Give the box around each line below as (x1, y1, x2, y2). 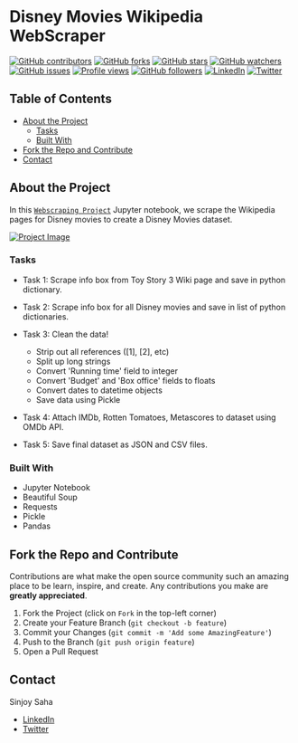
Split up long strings (35, 356, 111, 367)
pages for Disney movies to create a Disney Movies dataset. (9, 214, 233, 224)
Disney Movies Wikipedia (9, 6, 203, 27)
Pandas (22, 520, 51, 531)
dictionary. (22, 283, 63, 295)
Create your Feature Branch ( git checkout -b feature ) (22, 617, 228, 628)
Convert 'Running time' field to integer (35, 365, 179, 376)
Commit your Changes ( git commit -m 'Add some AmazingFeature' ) (22, 626, 273, 637)
